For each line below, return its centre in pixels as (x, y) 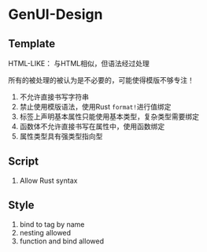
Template (32, 44)
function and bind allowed (62, 241)
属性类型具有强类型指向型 (61, 136)
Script (24, 162)
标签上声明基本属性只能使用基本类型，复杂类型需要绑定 (109, 117)
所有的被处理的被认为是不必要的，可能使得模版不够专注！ (101, 80)
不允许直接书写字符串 (54, 97)
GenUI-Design (55, 15)
